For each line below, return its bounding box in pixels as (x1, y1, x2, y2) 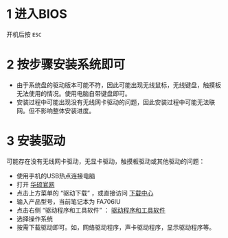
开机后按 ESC (6, 30, 42, 38)
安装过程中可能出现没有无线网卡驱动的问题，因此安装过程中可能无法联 (16, 97, 216, 106)
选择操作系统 (16, 214, 53, 223)
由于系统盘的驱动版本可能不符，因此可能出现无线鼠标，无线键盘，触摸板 (16, 80, 221, 89)
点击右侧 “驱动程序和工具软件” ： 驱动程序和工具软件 (16, 206, 166, 214)
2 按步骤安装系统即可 (6, 57, 126, 73)
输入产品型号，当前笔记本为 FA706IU (16, 197, 121, 206)
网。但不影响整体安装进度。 (16, 106, 95, 115)
